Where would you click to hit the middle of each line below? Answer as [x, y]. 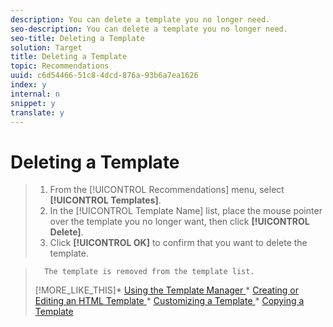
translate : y [37, 112]
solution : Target [46, 47]
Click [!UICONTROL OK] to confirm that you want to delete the [178, 243]
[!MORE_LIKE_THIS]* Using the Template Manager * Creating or [167, 290]
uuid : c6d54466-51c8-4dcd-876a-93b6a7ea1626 [104, 76]
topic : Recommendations [60, 66]
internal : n [35, 94]
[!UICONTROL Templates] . [105, 200]
